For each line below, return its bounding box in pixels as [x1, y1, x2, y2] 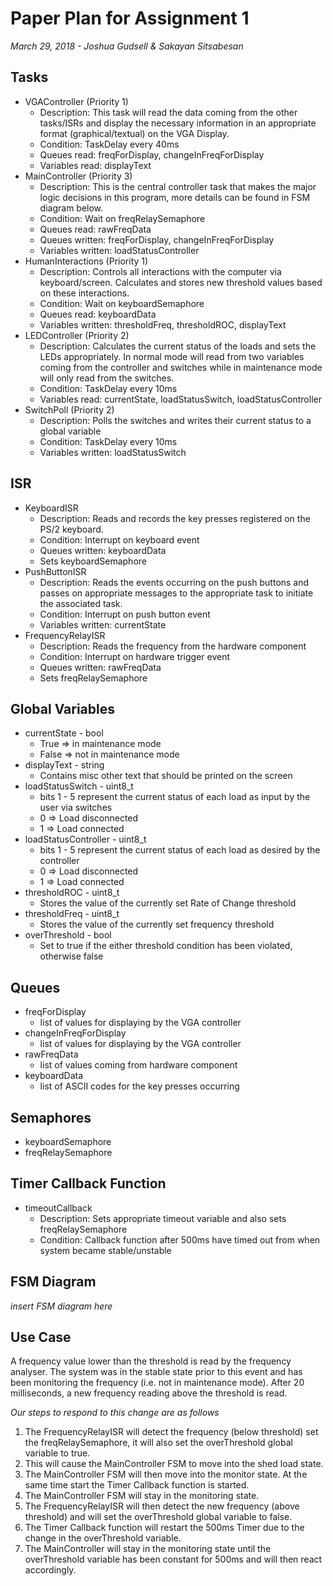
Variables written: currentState [39, 618, 167, 631]
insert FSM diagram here [10, 1300, 113, 1312]
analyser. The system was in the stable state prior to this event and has [10, 1366, 303, 1378]
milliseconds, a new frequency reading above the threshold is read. [10, 1387, 288, 1399]
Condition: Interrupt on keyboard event [39, 533, 200, 546]
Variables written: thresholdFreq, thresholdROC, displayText [39, 318, 287, 331]
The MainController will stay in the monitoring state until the [24, 1543, 272, 1555]
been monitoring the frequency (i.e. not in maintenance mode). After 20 [10, 1377, 305, 1389]
